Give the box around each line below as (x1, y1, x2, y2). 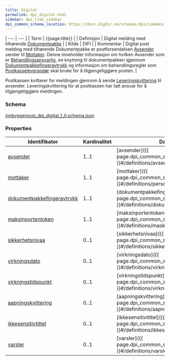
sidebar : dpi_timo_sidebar (5, 17, 62, 22)
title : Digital (5, 7, 37, 13)
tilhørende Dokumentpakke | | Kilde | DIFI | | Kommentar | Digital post (5, 41, 149, 47)
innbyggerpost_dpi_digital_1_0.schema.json (5, 112, 95, 118)
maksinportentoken (8, 216, 54, 223)
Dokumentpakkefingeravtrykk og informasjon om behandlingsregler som (5, 62, 157, 68)
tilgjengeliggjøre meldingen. (5, 88, 63, 94)
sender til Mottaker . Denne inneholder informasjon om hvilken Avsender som (5, 52, 165, 58)
